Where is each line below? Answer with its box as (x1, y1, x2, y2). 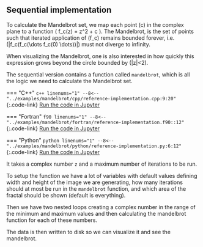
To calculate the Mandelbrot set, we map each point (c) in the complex (6, 21, 185, 28)
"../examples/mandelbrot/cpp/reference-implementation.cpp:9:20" (6, 95, 176, 101)
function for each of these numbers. (6, 216, 98, 224)
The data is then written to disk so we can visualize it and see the (6, 228, 171, 235)
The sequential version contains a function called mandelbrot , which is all (6, 70, 190, 78)
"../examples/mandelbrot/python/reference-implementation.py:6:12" (6, 143, 182, 149)
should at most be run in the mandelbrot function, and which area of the (6, 185, 186, 192)
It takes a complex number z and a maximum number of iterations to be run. (6, 160, 197, 168)
